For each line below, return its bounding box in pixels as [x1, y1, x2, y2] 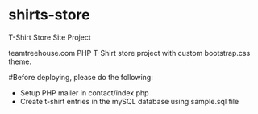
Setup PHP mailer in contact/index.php [19, 87, 149, 98]
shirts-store [8, 6, 90, 24]
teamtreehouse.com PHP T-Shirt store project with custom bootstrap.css [8, 48, 251, 57]
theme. [8, 57, 32, 66]
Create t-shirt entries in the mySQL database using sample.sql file [19, 96, 239, 106]
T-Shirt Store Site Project [8, 32, 91, 42]
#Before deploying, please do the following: [8, 72, 153, 82]
